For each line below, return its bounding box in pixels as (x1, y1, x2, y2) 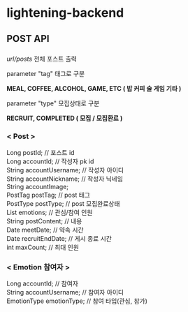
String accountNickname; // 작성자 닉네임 (6, 174, 124, 183)
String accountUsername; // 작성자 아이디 (6, 165, 124, 174)
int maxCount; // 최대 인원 (6, 243, 80, 251)
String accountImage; (6, 182, 69, 191)
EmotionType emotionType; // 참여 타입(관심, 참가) (6, 297, 148, 305)
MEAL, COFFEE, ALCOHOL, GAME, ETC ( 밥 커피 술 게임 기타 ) (6, 84, 182, 92)
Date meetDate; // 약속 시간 (6, 225, 84, 234)
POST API (6, 33, 50, 45)
